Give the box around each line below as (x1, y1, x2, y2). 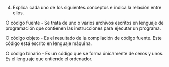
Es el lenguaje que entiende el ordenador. (5, 56, 93, 62)
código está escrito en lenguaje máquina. (5, 40, 92, 47)
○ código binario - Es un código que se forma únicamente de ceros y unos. (5, 51, 164, 56)
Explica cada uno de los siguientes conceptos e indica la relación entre (12, 5, 162, 10)
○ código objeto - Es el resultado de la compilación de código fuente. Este (5, 35, 162, 41)
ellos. (12, 10, 24, 16)
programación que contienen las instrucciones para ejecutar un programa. (5, 25, 161, 31)
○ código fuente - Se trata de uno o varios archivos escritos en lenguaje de (5, 20, 164, 26)
